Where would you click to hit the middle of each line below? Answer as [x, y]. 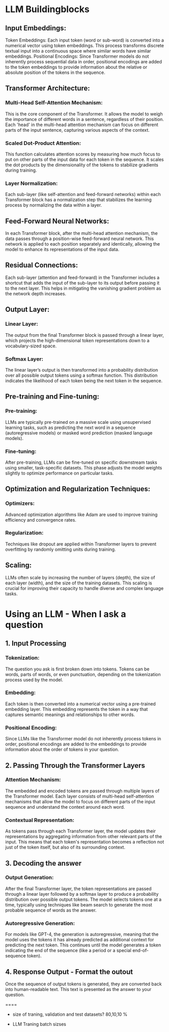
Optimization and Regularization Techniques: [78, 489]
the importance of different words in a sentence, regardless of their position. [84, 119]
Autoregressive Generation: [40, 923]
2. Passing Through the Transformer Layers [75, 765]
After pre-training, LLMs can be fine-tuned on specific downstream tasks [81, 462]
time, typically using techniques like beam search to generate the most [79, 904]
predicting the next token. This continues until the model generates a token [83, 945]
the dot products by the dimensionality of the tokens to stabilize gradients [82, 165]
